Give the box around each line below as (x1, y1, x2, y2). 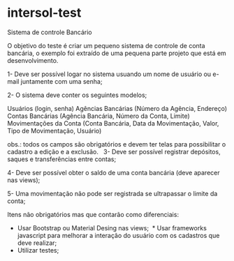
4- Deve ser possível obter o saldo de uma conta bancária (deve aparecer (7, 168, 220, 177)
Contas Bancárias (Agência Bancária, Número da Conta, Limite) (7, 112, 190, 120)
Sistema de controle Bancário (7, 28, 92, 36)
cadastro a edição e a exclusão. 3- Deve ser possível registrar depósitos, (7, 147, 221, 156)
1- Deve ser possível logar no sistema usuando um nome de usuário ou (7, 70, 212, 78)
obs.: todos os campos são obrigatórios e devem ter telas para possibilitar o (7, 140, 226, 148)
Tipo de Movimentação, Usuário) (7, 126, 102, 135)
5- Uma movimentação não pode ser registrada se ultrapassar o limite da (7, 189, 218, 197)
